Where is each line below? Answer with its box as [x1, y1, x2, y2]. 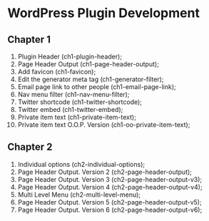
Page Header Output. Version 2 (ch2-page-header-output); [17, 168, 193, 176]
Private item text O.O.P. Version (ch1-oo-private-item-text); [17, 120, 190, 129]
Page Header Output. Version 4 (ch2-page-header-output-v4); [17, 183, 203, 191]
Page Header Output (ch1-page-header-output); [17, 60, 159, 68]
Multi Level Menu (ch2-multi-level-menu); [17, 190, 141, 199]
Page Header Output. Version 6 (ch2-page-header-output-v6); [17, 205, 203, 214]
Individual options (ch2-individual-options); [17, 160, 145, 168]
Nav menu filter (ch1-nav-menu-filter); [17, 91, 130, 98]
